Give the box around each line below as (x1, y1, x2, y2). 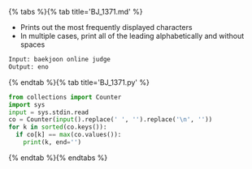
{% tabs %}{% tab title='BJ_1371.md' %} (8, 7, 144, 16)
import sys (8, 100, 46, 108)
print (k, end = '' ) (23, 138, 82, 146)
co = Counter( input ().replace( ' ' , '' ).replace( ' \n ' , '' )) (8, 116, 213, 124)
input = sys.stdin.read (8, 108, 89, 116)
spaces (20, 40, 46, 49)
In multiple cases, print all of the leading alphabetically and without (20, 32, 245, 40)
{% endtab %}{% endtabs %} (8, 153, 108, 163)
